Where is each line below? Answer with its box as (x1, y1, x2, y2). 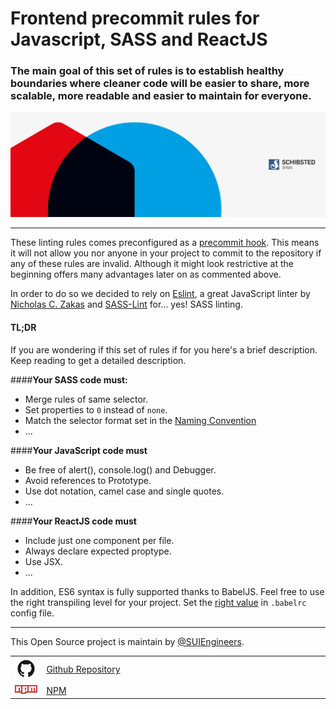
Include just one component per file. (24, 534, 175, 546)
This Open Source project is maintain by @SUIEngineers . (10, 635, 245, 647)
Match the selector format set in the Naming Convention (24, 414, 257, 426)
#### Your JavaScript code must (10, 444, 148, 456)
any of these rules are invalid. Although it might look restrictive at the (10, 258, 294, 270)
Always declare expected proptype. (24, 545, 172, 557)
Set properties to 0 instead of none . (24, 403, 168, 416)
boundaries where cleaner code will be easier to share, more (10, 77, 310, 91)
